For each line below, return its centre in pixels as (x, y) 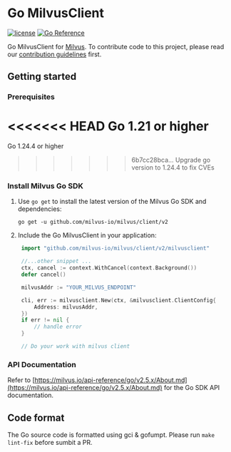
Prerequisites (31, 97)
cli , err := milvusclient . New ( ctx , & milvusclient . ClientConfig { (118, 300)
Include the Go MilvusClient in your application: (87, 235)
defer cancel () (43, 275)
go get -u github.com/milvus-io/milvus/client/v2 (93, 222)
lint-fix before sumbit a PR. (50, 443)
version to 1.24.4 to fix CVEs (173, 168)
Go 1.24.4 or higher (36, 146)
